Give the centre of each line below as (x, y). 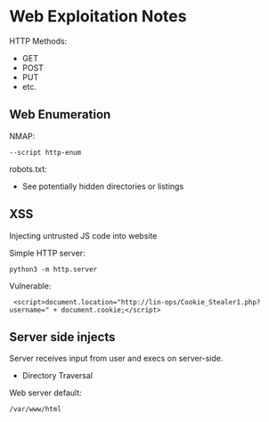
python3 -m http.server (53, 269)
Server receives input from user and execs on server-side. (116, 359)
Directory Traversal (57, 376)
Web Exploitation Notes (98, 16)
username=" (29, 310)
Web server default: (45, 393)
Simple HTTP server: (48, 253)
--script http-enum (45, 152)
